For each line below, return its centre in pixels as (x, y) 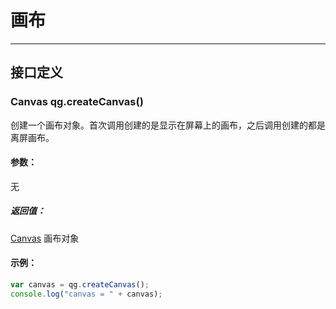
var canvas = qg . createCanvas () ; (80, 285)
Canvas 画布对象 (45, 238)
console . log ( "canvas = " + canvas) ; (86, 294)
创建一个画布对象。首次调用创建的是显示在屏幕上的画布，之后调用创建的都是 (168, 125)
